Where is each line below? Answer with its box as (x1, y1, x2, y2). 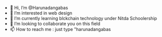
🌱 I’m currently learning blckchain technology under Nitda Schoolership (9, 15, 157, 21)
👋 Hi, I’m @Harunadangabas (9, 5, 68, 10)
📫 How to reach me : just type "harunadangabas (9, 26, 111, 32)
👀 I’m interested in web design (9, 10, 72, 16)
